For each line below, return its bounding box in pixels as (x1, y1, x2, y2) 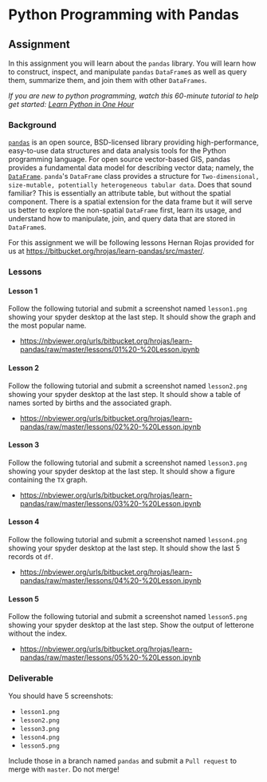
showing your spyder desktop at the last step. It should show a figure (8, 466, 235, 476)
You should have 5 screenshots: (8, 691, 114, 701)
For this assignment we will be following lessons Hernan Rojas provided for (8, 238, 255, 248)
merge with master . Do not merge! (8, 764, 120, 774)
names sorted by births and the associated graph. (8, 398, 172, 407)
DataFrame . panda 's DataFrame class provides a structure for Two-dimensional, (8, 172, 260, 181)
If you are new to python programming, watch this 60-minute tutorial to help (8, 91, 259, 101)
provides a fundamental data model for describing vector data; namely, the (8, 163, 254, 173)
